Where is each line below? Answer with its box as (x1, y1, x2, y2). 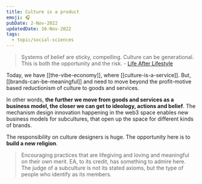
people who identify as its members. (21, 171, 112, 178)
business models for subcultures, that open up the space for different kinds (6, 115, 194, 122)
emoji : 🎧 (6, 14, 31, 21)
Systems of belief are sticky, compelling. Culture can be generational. (21, 54, 194, 60)
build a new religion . (6, 140, 58, 147)
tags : (6, 31, 20, 37)
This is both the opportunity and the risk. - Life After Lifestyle (21, 60, 174, 67)
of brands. (6, 122, 32, 128)
